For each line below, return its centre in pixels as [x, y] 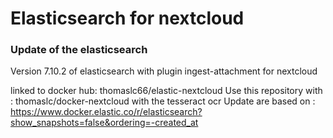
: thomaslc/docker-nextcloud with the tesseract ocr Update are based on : [163, 101]
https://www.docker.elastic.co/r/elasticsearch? [106, 112]
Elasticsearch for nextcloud [127, 18]
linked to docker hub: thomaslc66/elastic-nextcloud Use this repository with [166, 91]
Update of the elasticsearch [79, 50]
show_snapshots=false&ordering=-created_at [104, 123]
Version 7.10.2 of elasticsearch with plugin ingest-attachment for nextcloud [164, 71]
